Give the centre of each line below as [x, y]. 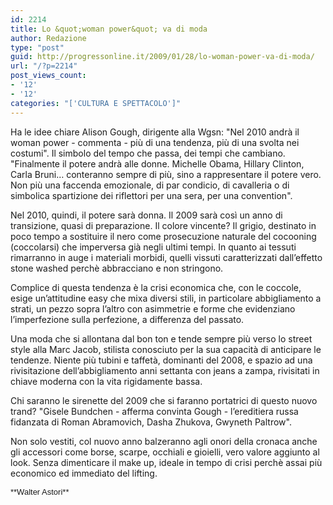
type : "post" [37, 47]
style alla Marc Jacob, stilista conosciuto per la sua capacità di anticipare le [166, 349]
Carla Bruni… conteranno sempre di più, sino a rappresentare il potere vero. [166, 174]
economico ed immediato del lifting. [84, 473]
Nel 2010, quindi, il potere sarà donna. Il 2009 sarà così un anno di [146, 215]
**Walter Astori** [40, 491]
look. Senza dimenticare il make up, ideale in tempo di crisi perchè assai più [166, 462]
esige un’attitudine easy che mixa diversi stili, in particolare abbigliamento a [166, 298]
